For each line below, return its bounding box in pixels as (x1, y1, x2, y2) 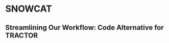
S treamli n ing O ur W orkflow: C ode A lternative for (5, 23, 164, 32)
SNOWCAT (5, 3, 52, 15)
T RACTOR (5, 31, 38, 39)
